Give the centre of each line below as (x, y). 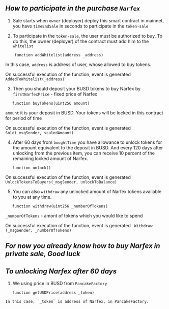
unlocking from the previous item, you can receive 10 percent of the (84, 153)
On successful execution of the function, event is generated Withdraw (79, 225)
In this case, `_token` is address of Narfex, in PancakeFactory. (77, 302)
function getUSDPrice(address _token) (53, 293)
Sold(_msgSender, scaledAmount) (39, 133)
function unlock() (32, 168)
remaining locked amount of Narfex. (50, 158)
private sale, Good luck (43, 254)
